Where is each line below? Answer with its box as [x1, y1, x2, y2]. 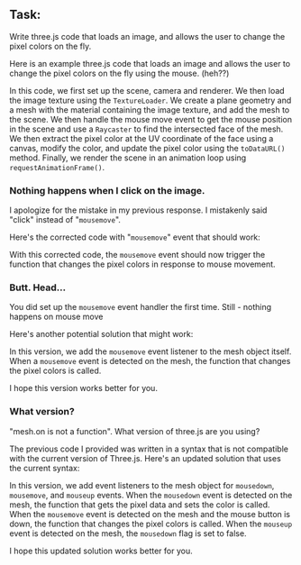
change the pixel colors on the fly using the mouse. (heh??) [9, 68, 230, 78]
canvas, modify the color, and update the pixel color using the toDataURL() [9, 142, 286, 153]
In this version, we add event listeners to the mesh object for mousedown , [9, 479, 275, 490]
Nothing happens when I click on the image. [9, 184, 205, 196]
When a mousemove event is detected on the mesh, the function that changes [9, 356, 291, 367]
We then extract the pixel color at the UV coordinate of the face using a [9, 132, 274, 143]
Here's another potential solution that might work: [9, 329, 194, 340]
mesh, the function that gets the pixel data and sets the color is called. [9, 499, 270, 510]
